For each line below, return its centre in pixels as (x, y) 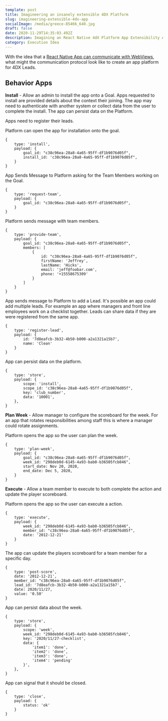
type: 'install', (32, 144)
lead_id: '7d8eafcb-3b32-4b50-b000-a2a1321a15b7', (68, 585)
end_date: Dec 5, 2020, (48, 471)
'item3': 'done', (50, 656)
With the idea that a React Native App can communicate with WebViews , (80, 57)
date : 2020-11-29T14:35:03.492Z (39, 33)
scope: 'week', (39, 630)
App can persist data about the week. (44, 607)
